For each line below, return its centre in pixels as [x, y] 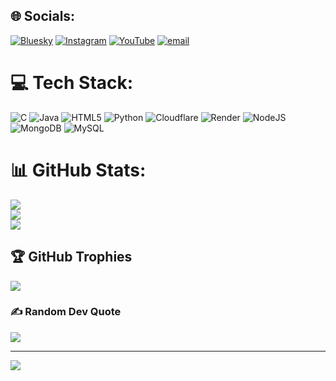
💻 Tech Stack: [72, 83]
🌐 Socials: [43, 16]
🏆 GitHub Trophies [71, 257]
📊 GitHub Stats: [78, 170]
